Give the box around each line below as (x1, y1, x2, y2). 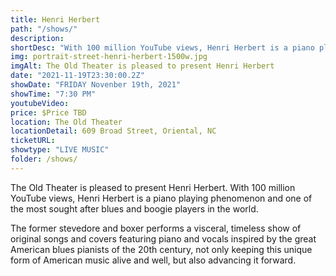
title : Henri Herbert (10, 14, 101, 25)
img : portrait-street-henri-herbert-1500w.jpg (10, 52, 208, 62)
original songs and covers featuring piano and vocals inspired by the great (10, 232, 317, 245)
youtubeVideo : (10, 98, 70, 108)
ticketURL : (10, 136, 56, 146)
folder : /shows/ (10, 154, 78, 164)
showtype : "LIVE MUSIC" (10, 145, 110, 155)
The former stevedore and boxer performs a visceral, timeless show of (10, 222, 302, 234)
